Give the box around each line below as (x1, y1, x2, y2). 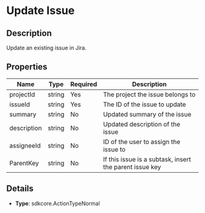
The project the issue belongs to (103, 90, 196, 98)
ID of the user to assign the (103, 137, 181, 146)
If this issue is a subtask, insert (103, 155, 191, 164)
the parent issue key (103, 162, 162, 171)
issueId (9, 100, 31, 109)
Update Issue (6, 4, 75, 18)
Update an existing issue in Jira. (6, 44, 87, 51)
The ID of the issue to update (103, 100, 186, 109)
